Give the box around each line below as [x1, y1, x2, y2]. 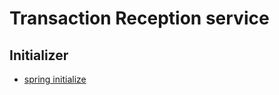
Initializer [9, 47, 69, 64]
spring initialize [23, 73, 87, 85]
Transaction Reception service [9, 7, 270, 30]
